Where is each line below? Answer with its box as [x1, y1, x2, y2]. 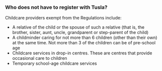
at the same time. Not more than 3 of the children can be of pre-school [12, 40, 156, 46]
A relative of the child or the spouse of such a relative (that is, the [12, 24, 145, 30]
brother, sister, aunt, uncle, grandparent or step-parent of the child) [12, 30, 149, 35]
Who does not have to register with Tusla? [5, 4, 108, 11]
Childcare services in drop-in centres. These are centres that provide [12, 50, 152, 56]
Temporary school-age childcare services [12, 60, 97, 67]
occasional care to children [12, 55, 67, 61]
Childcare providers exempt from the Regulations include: [5, 15, 122, 21]
